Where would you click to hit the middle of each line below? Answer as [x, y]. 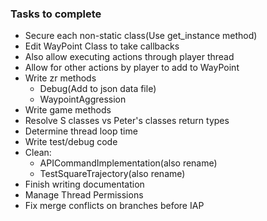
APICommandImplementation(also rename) [128, 163]
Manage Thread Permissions [84, 195]
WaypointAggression [83, 99]
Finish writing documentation [84, 184]
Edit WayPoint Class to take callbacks [102, 46]
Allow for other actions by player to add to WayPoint [132, 68]
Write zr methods [60, 78]
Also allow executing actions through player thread [129, 57]
